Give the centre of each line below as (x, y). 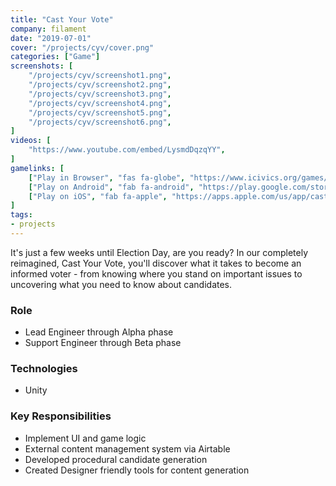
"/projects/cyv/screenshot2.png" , (100, 85)
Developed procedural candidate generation (116, 459)
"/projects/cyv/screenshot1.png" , (100, 76)
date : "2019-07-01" (51, 38)
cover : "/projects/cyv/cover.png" (82, 47)
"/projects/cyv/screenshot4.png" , (100, 103)
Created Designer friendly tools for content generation (137, 470)
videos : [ (31, 141)
